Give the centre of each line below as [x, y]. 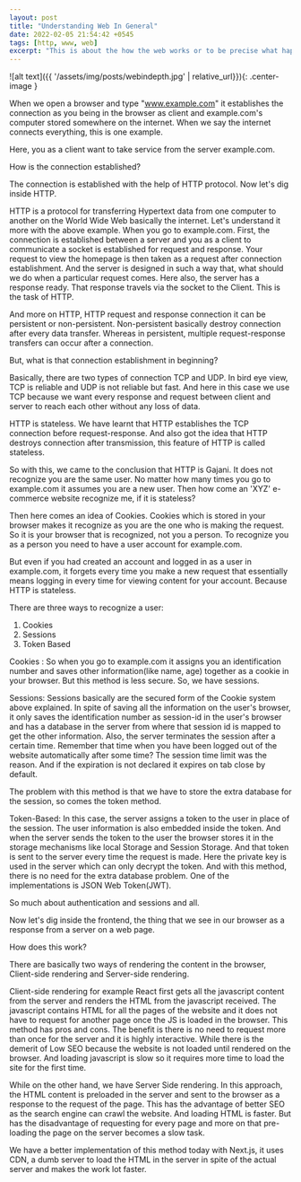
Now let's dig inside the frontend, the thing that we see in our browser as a [147, 920]
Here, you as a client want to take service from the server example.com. [142, 150]
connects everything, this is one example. [86, 132]
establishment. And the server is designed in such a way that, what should [146, 268]
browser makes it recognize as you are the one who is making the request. [147, 525]
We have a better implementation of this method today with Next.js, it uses [146, 1151]
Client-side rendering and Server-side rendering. [99, 974]
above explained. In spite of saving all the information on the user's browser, [150, 708]
